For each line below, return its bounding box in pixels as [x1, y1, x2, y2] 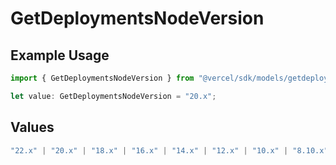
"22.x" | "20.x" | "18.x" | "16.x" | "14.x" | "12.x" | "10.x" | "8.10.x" [10, 145, 329, 156]
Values [10, 119, 55, 136]
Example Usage [10, 47, 110, 64]
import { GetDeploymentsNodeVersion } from [10, 73, 195, 83]
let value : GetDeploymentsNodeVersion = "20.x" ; [10, 91, 217, 101]
